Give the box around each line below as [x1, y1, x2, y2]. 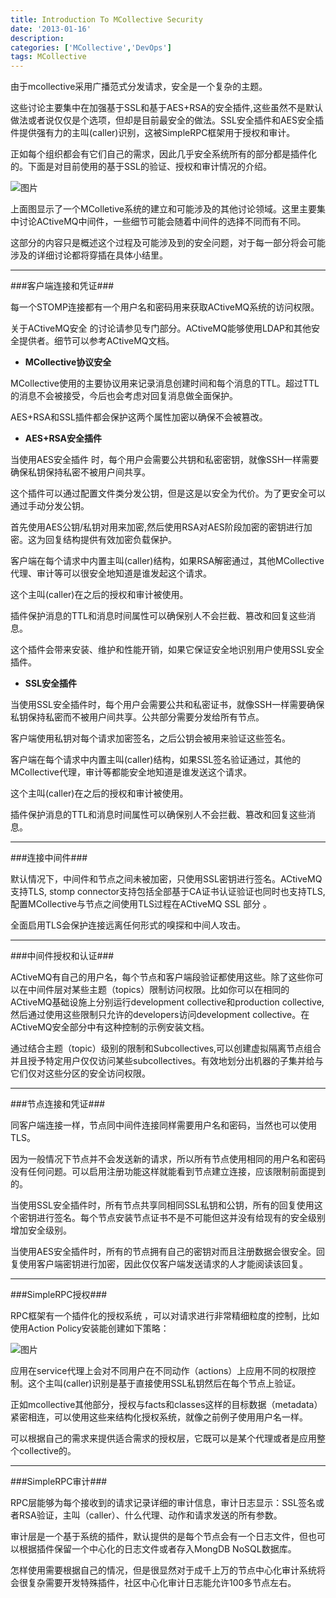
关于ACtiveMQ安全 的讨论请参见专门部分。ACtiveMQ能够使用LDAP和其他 [10, 322, 312, 335]
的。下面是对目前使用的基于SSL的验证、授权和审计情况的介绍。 [10, 161, 272, 173]
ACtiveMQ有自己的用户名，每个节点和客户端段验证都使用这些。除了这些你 [10, 971, 315, 983]
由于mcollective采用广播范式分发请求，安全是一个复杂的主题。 [10, 81, 268, 93]
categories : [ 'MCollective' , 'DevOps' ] [10, 42, 172, 53]
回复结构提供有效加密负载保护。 [44, 534, 177, 546]
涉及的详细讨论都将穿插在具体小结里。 [10, 249, 168, 261]
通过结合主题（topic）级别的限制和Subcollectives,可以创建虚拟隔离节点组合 [10, 1042, 322, 1055]
